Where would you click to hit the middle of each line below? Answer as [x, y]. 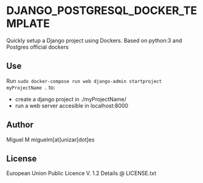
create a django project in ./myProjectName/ [71, 99]
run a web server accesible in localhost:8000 [72, 106]
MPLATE [28, 23]
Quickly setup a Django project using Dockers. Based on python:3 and [94, 40]
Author [20, 125]
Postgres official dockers [37, 47]
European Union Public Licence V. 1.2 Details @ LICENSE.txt [81, 173]
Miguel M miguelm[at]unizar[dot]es [50, 139]
